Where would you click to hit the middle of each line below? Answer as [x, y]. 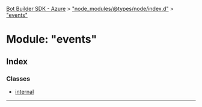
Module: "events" [52, 39]
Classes [18, 79]
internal [24, 91]
